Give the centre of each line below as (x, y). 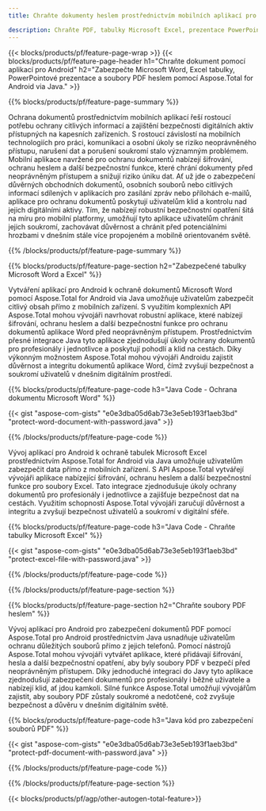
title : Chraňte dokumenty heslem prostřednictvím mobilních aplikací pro (133, 15)
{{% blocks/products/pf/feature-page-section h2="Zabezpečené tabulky (127, 266)
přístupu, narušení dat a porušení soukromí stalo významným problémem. (128, 151)
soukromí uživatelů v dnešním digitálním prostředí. (90, 374)
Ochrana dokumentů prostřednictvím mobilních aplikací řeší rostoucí (120, 117)
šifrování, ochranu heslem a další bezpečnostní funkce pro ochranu (118, 323)
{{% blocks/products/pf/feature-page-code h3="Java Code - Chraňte (122, 527)
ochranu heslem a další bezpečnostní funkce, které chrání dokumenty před (131, 167)
